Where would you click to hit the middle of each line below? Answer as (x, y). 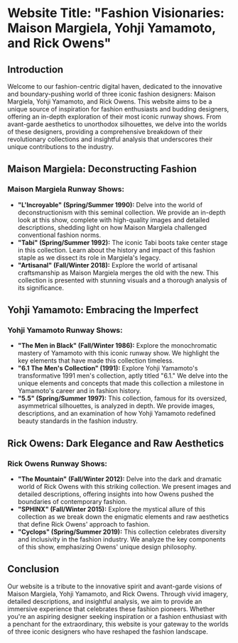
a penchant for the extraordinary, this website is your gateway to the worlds (118, 624)
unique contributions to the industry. (60, 147)
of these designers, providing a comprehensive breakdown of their (105, 132)
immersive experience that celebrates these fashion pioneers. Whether (111, 609)
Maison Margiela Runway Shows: (66, 189)
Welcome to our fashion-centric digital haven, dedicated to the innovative (115, 86)
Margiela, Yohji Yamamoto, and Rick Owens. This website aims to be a (110, 101)
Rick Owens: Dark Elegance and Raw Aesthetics (116, 443)
